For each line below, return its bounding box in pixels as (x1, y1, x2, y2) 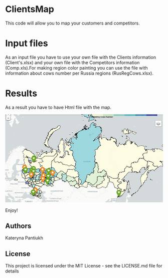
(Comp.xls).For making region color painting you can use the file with (5, 65, 148, 71)
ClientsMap (5, 4, 54, 15)
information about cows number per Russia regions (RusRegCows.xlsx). (5, 70, 154, 76)
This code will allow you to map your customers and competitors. (5, 20, 140, 26)
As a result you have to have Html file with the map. (5, 104, 112, 110)
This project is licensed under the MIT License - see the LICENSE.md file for (5, 263, 162, 269)
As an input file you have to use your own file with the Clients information (5, 54, 156, 60)
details (5, 268, 19, 274)
